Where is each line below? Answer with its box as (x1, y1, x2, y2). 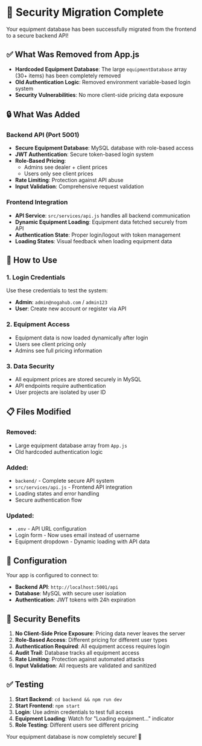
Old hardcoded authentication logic (14, 448, 103, 456)
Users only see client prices (24, 170, 93, 177)
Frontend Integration (6, 198, 68, 206)
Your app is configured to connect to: (6, 572, 99, 579)
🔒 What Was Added (6, 110, 80, 120)
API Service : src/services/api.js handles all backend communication (14, 212, 191, 219)
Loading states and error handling (14, 490, 99, 497)
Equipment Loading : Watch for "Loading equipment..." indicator (14, 715, 174, 722)
